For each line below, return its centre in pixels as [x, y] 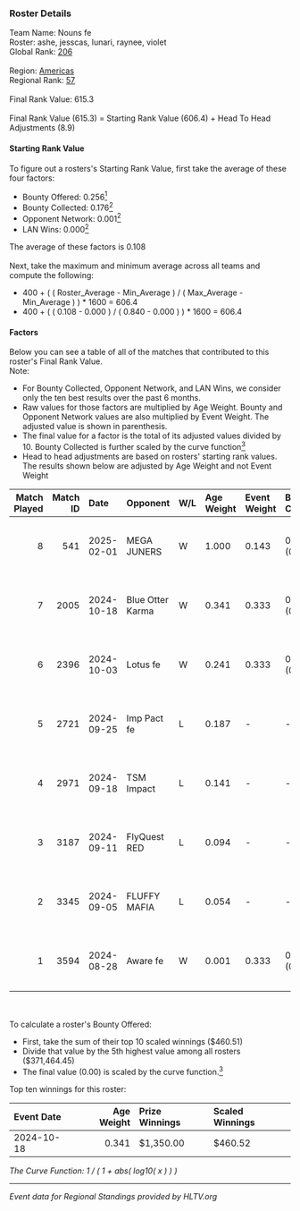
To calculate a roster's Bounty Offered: [80, 1024]
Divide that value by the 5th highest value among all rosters [131, 1051]
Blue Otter [148, 599]
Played [29, 508]
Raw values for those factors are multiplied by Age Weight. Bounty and [152, 407]
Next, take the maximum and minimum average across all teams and [135, 266]
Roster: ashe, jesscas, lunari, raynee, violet [88, 42]
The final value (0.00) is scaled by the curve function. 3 [122, 1071]
